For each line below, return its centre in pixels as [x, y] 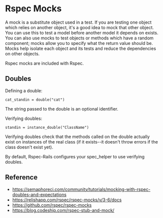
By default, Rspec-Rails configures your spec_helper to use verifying [75, 156]
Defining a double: [24, 91]
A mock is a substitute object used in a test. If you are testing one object [78, 22]
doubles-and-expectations [39, 194]
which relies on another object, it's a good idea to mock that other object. [80, 27]
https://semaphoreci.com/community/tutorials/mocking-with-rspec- [81, 189]
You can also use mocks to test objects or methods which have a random [79, 38]
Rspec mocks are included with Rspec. [45, 63]
